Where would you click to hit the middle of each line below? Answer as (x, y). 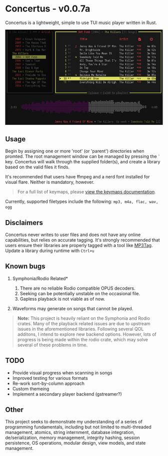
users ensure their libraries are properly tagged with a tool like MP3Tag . (79, 245)
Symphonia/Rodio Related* (40, 278)
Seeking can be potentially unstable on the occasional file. (80, 293)
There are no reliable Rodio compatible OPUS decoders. (78, 288)
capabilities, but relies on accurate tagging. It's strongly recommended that (82, 240)
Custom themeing (31, 388)
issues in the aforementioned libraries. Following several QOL (80, 329)
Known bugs (25, 266)
